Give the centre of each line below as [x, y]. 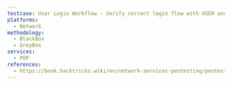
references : [24, 64]
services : [21, 52]
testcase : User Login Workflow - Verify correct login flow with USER [111, 13]
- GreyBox [27, 45]
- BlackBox [29, 39]
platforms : [23, 20]
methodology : [26, 33]
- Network [27, 26]
